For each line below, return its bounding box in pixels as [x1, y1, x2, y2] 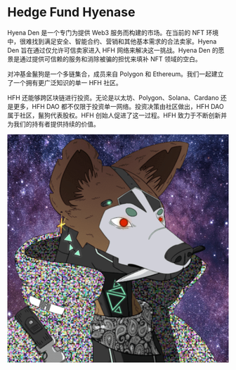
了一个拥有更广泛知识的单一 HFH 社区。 [7, 78, 122, 87]
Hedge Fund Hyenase [7, 4, 136, 20]
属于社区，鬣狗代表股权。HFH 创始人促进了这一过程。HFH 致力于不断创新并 [7, 110, 228, 120]
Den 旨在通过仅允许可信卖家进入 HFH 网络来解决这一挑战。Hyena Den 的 [7, 46, 219, 54]
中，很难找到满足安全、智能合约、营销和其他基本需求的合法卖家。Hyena [7, 37, 217, 46]
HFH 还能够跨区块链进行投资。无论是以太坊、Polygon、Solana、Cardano [7, 93, 219, 102]
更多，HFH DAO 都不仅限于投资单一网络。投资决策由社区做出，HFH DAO [13, 102, 224, 110]
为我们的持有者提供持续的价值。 [7, 120, 100, 128]
